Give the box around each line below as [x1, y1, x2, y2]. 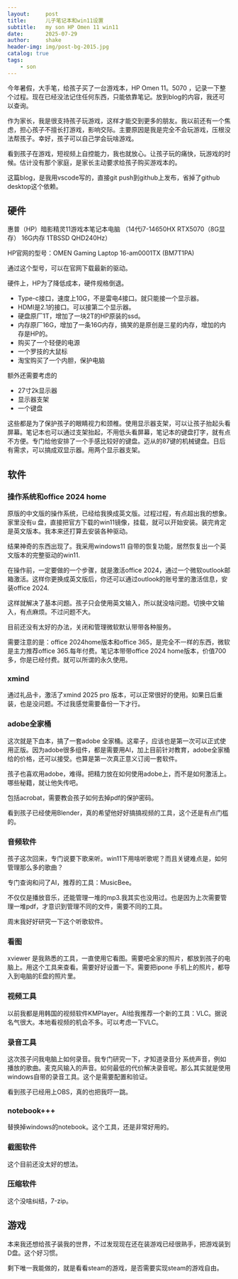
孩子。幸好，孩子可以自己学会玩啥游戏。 [19, 134, 138, 143]
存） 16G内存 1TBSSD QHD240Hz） [7, 234, 112, 242]
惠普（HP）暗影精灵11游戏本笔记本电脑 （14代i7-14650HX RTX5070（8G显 [7, 225, 225, 234]
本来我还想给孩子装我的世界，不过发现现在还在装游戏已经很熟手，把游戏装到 [7, 1239, 231, 1248]
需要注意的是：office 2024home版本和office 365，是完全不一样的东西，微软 [7, 638, 230, 647]
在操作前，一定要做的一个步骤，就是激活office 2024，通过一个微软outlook [7, 566, 225, 575]
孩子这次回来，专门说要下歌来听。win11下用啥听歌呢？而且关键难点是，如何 [7, 855, 227, 863]
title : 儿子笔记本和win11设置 [7, 17, 104, 24]
